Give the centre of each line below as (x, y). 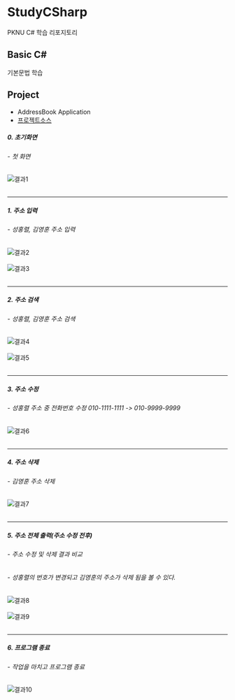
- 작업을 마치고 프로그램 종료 (46, 666)
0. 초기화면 (22, 138)
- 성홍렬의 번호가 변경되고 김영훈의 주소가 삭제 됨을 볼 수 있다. (92, 578)
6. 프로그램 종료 (29, 648)
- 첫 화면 (19, 156)
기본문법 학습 (25, 72)
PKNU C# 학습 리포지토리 (43, 32)
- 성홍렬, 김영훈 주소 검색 (41, 319)
